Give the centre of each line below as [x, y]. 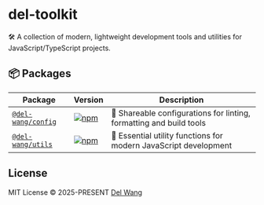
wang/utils [32, 144]
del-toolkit [43, 15]
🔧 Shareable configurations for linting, [181, 113]
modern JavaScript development [172, 145]
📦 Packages [40, 73]
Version [88, 100]
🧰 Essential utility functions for [167, 135]
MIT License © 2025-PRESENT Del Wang [75, 192]
